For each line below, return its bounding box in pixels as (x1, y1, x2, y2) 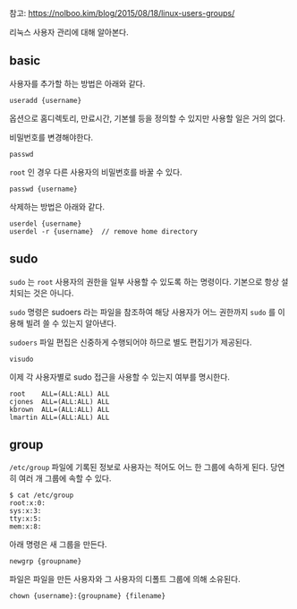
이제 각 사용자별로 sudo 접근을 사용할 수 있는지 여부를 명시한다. (9, 371, 231, 382)
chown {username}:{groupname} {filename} (9, 592, 166, 601)
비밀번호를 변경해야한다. (9, 132, 94, 142)
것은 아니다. (32, 287, 74, 298)
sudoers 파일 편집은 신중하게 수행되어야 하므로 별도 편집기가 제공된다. (9, 337, 252, 347)
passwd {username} (9, 184, 78, 193)
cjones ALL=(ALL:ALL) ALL (9, 397, 110, 406)
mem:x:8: (9, 522, 42, 531)
